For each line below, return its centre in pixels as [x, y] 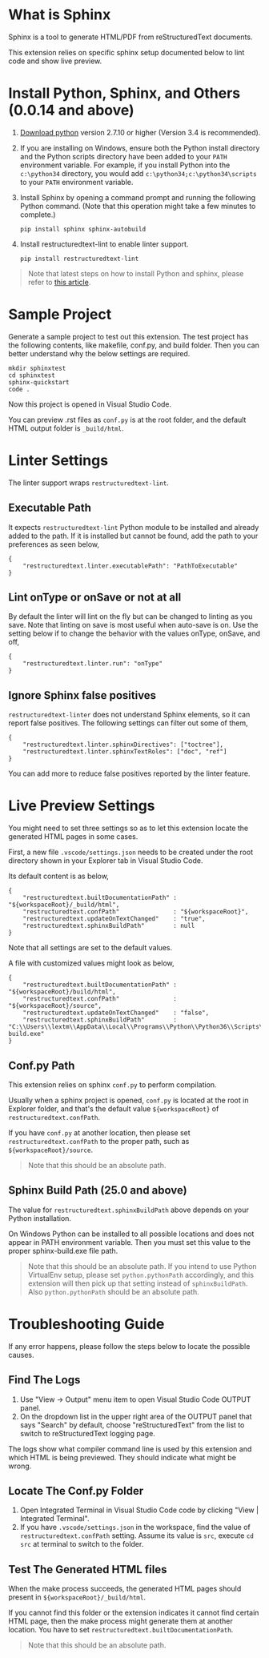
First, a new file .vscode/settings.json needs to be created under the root [131, 852]
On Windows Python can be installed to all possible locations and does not [131, 1234]
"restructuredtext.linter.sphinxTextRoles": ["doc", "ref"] [125, 752]
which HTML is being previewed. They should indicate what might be [122, 1457]
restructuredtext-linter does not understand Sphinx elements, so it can [129, 715]
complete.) [38, 215]
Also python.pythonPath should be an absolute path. [114, 1291]
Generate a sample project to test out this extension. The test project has [128, 336]
